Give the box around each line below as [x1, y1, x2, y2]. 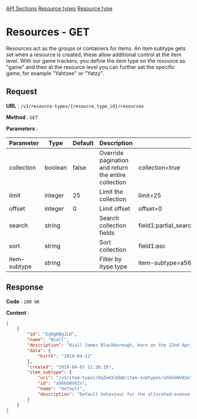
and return [99, 163, 128, 172]
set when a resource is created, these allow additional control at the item [6, 51, 182, 58]
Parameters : [6, 125, 38, 132]
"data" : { [27, 348, 51, 353]
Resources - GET [6, 26, 90, 39]
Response [6, 282, 44, 292]
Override [99, 149, 124, 157]
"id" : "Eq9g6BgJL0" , [27, 331, 77, 338]
